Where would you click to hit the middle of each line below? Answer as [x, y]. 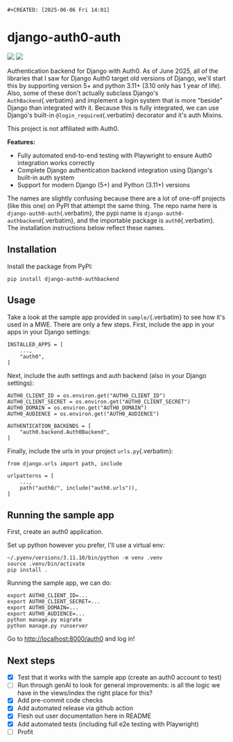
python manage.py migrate [44, 620]
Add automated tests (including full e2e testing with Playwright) [108, 724]
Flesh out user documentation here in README [84, 716]
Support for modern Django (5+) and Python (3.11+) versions [104, 184]
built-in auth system [46, 178]
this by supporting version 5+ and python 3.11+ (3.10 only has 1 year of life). [114, 85]
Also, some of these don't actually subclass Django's [83, 93]
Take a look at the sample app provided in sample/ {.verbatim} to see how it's [116, 317]
